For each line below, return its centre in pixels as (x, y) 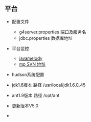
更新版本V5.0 (25, 106)
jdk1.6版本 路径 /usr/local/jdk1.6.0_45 (49, 85)
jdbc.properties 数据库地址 (46, 38)
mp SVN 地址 (32, 64)
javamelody (31, 58)
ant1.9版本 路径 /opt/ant (35, 95)
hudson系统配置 (28, 74)
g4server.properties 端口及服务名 (53, 32)
